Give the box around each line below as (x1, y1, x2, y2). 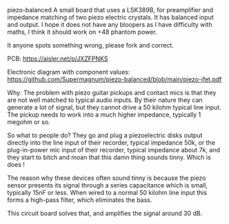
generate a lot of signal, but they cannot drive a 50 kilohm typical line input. (7, 103, 222, 111)
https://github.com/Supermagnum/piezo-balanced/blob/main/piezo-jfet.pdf (7, 75, 222, 83)
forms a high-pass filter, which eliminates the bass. (7, 196, 152, 204)
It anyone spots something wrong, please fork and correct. (7, 41, 175, 49)
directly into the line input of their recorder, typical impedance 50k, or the (7, 139, 216, 147)
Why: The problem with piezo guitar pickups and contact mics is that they (7, 89, 217, 96)
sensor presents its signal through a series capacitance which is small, (7, 181, 208, 189)
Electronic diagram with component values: (7, 68, 130, 76)
